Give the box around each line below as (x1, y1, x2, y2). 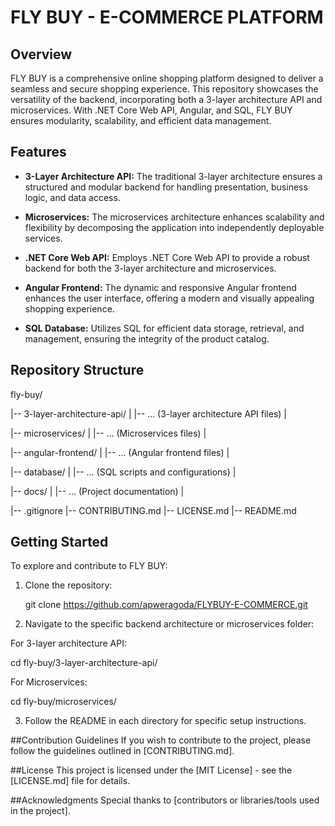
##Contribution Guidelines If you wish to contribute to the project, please (10, 734, 312, 746)
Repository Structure (10, 362, 145, 379)
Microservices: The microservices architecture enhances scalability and (24, 211, 325, 223)
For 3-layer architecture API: (10, 637, 127, 650)
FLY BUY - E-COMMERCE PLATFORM (10, 6, 324, 29)
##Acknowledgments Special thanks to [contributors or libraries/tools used (10, 794, 320, 806)
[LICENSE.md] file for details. (10, 775, 131, 787)
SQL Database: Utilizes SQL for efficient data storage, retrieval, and (24, 322, 305, 334)
